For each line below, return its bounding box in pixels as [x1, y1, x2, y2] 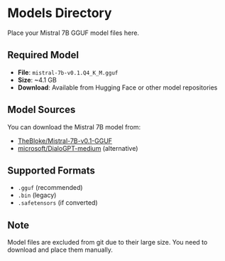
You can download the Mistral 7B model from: [7, 122, 141, 131]
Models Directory [7, 5, 112, 21]
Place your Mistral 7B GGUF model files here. [7, 28, 140, 37]
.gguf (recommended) [17, 183, 83, 192]
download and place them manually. [7, 245, 114, 254]
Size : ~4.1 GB [17, 75, 57, 84]
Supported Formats [7, 164, 96, 176]
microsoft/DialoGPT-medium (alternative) [17, 144, 138, 152]
